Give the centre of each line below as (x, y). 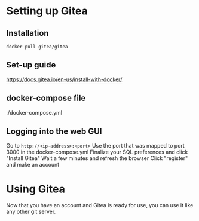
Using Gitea (36, 189)
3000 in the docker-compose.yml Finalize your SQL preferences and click (97, 152)
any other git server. (31, 212)
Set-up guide (31, 65)
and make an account (33, 165)
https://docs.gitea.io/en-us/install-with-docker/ (64, 79)
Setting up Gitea (47, 11)
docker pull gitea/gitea (37, 47)
